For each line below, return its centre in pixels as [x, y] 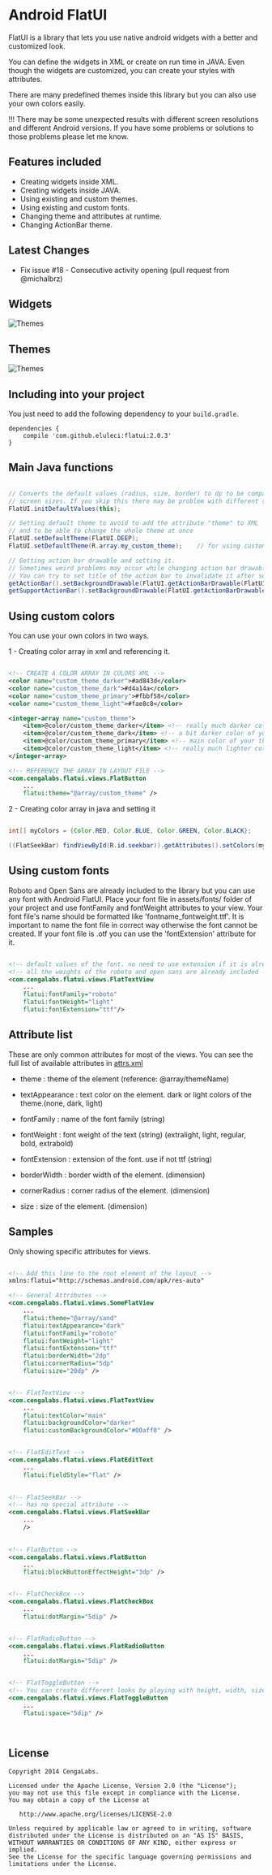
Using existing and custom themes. [79, 199]
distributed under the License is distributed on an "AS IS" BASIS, [126, 1836]
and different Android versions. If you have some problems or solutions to [131, 128]
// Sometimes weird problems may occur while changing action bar [123, 568]
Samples [31, 1232]
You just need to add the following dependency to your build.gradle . [123, 414]
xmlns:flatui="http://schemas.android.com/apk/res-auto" [106, 1281]
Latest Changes [49, 251]
